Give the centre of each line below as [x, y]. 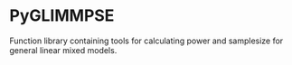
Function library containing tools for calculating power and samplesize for [146, 41]
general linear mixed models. [63, 50]
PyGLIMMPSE [62, 16]
